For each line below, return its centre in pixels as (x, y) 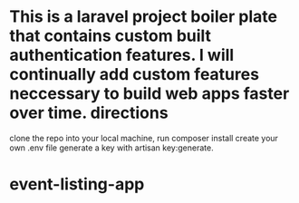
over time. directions (89, 113)
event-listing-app (77, 184)
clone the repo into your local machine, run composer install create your (144, 138)
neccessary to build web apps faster (149, 94)
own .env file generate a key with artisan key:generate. (112, 148)
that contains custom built (110, 36)
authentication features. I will (122, 55)
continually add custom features (135, 75)
